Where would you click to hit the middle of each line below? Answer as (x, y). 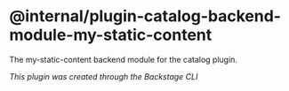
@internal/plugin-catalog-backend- (145, 16)
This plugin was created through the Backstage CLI (104, 76)
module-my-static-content (111, 35)
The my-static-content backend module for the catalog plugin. (124, 59)
